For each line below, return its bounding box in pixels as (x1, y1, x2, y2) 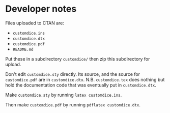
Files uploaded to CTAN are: (5, 20, 65, 26)
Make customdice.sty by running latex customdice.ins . (5, 92, 122, 98)
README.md (12, 47, 34, 52)
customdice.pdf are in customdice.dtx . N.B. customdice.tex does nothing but (5, 76, 165, 82)
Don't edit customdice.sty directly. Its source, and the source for (5, 71, 140, 77)
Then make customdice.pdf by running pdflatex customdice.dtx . (5, 101, 141, 107)
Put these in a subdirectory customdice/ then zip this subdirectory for (5, 55, 150, 62)
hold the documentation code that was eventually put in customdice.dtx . (5, 82, 157, 88)
